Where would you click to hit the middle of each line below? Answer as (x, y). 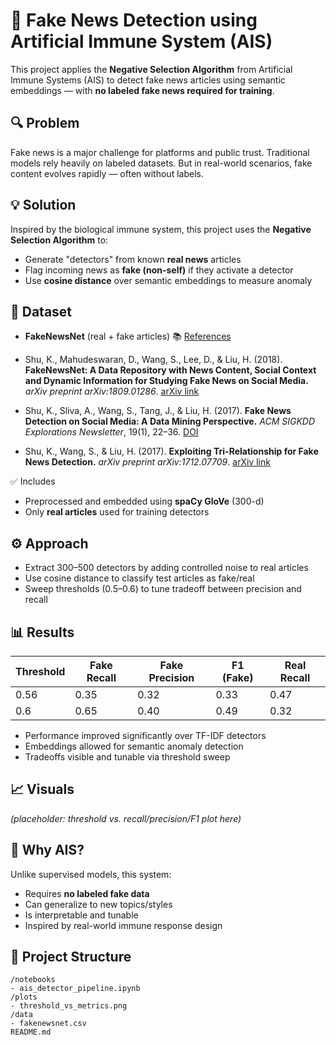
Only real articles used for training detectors (117, 512)
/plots (24, 997)
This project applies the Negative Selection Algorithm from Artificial (151, 69)
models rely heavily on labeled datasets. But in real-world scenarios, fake (161, 163)
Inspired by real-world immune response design (123, 925)
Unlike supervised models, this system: (91, 874)
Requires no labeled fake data (87, 893)
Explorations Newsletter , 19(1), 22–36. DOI (111, 432)
